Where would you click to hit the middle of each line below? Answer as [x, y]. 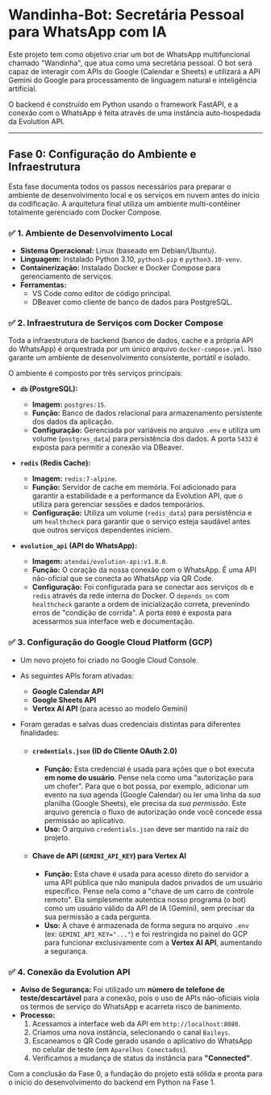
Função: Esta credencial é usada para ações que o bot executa [149, 769]
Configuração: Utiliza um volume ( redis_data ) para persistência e [142, 513]
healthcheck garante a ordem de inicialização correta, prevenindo [141, 604]
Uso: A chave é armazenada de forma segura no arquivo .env [146, 926]
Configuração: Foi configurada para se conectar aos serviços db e [143, 587]
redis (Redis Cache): [55, 463]
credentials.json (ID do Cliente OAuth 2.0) [104, 751]
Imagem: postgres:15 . [69, 404]
